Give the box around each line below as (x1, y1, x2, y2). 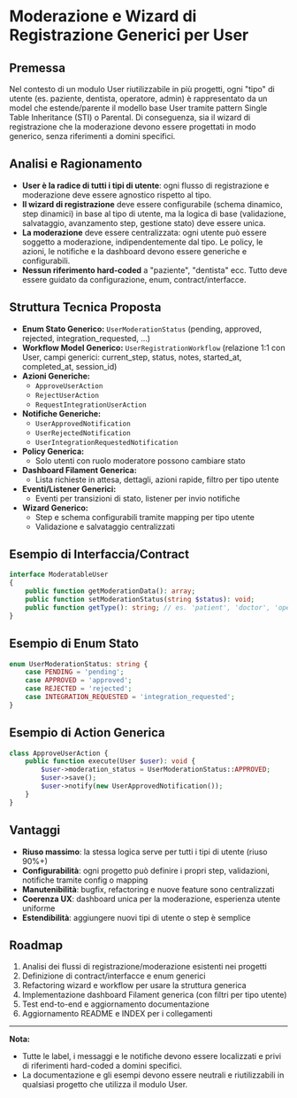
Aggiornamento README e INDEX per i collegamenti (21, 1008, 213, 1019)
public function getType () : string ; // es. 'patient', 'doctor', (25, 603, 271, 612)
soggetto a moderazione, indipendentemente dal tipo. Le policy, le (21, 237, 263, 247)
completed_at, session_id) (21, 361, 118, 371)
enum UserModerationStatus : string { (9, 659, 148, 668)
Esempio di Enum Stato (9, 636, 140, 651)
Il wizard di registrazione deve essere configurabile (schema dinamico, (21, 199, 283, 209)
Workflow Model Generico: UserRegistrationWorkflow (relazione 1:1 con (21, 342, 286, 353)
